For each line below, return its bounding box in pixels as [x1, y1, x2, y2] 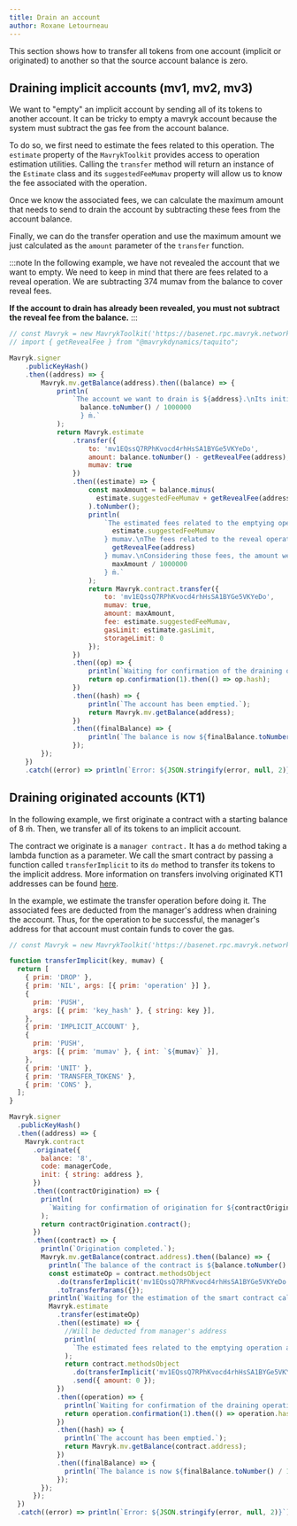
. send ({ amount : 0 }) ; [72, 1376, 156, 1385]
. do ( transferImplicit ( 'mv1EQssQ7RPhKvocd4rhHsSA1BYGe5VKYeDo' [56, 1277, 291, 1286]
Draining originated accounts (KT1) [9, 790, 206, 806]
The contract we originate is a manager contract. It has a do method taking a [9, 840, 287, 851]
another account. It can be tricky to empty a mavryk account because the [9, 113, 278, 124]
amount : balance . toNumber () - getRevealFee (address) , [88, 453, 291, 462]
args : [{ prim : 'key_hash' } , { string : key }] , [32, 1006, 216, 1015]
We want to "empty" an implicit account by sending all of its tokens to [9, 104, 263, 115]
